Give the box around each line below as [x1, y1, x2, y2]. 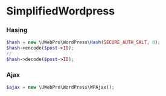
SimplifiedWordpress [6, 4, 115, 18]
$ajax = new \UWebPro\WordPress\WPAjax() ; [6, 85, 115, 91]
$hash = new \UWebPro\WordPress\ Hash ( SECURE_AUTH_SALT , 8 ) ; [6, 39, 161, 46]
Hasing [6, 26, 28, 34]
